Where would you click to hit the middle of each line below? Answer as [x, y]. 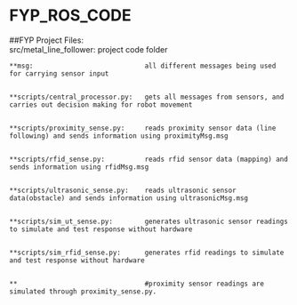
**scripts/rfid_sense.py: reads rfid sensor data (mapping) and [149, 159]
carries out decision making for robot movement [101, 104]
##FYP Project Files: [47, 40]
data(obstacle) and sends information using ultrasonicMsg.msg [129, 198]
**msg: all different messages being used [143, 66]
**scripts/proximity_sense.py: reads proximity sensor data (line [143, 128]
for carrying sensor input [59, 73]
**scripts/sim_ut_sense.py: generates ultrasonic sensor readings [149, 221]
